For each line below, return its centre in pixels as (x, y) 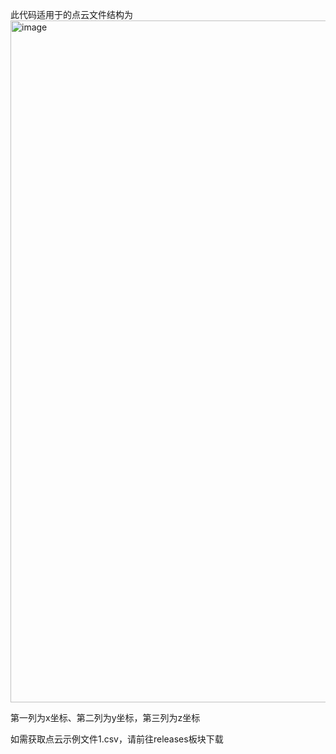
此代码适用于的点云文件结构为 (71, 14)
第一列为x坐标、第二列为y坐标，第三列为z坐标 (105, 717)
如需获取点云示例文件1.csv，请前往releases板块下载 (117, 739)
